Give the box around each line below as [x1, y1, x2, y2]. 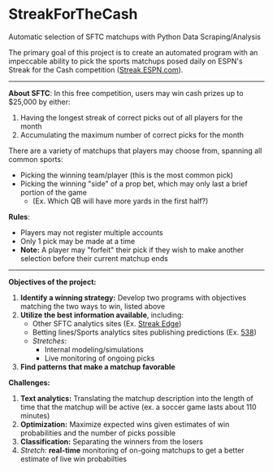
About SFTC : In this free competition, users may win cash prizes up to [8, 88, 244, 98]
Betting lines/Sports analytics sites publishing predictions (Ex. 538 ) [32, 327, 258, 337]
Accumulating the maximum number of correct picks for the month [19, 129, 245, 139]
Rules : [8, 212, 30, 221]
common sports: [8, 154, 63, 164]
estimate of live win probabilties [19, 453, 128, 464]
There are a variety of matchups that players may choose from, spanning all [8, 146, 262, 155]
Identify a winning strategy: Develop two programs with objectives [19, 292, 246, 302]
